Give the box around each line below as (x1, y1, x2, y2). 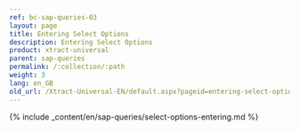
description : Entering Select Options (9, 37, 153, 47)
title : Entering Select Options (9, 29, 129, 38)
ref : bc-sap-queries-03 (9, 12, 98, 22)
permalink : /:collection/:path (9, 63, 125, 72)
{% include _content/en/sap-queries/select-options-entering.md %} (9, 112, 259, 122)
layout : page (9, 21, 58, 30)
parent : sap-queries (9, 54, 86, 63)
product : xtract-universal (9, 46, 109, 55)
